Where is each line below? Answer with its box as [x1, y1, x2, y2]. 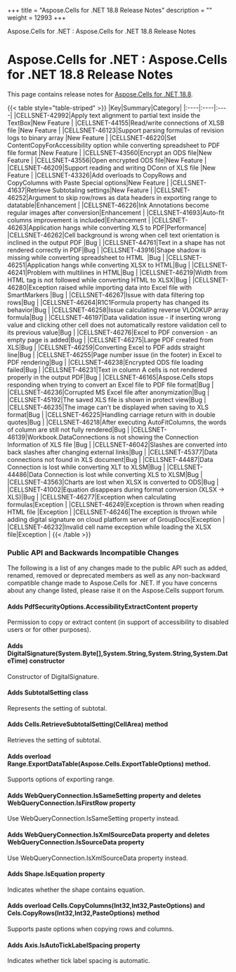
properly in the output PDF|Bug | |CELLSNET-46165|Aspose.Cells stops [7, 373, 214, 381]
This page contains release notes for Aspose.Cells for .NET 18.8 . [7, 89, 193, 98]
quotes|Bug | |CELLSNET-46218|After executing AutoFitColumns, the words [7, 418, 227, 426]
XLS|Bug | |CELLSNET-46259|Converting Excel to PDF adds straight [7, 343, 205, 351]
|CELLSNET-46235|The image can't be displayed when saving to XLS [7, 403, 209, 411]
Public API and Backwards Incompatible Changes [7, 547, 179, 557]
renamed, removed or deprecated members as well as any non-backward [7, 571, 221, 580]
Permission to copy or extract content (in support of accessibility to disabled [7, 618, 229, 626]
